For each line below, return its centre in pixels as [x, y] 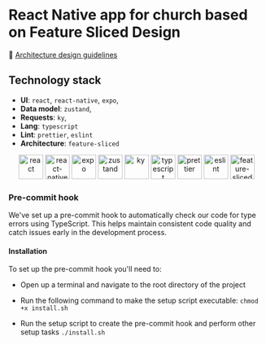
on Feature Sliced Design [95, 32]
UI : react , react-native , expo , [70, 100]
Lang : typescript [49, 126]
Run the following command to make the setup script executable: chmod [139, 301]
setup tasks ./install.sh [63, 332]
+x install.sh [44, 308]
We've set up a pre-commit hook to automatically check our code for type [132, 215]
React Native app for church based [128, 15]
